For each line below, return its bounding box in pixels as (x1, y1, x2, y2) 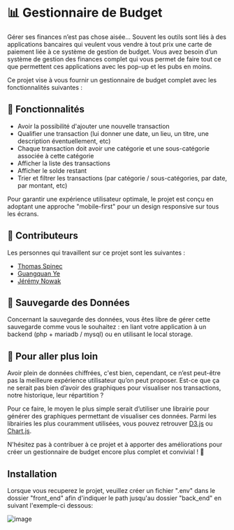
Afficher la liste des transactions (17, 159, 110, 167)
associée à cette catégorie (17, 151, 94, 160)
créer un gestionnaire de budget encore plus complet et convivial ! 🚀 (7, 448, 205, 456)
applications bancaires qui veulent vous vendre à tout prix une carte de (7, 40, 212, 48)
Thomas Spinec (17, 262, 63, 270)
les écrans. (7, 209, 39, 218)
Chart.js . (7, 427, 32, 435)
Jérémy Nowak (17, 276, 61, 285)
